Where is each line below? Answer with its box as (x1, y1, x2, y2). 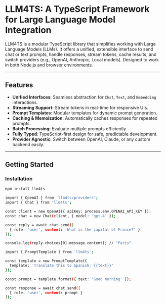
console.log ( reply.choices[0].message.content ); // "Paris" (5, 241, 132, 246)
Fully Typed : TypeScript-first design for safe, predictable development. (12, 131, 158, 137)
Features (5, 81, 33, 90)
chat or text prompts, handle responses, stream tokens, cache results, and (5, 51, 157, 57)
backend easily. (12, 141, 44, 147)
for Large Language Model (5, 14, 116, 25)
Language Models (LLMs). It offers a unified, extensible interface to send (5, 46, 154, 52)
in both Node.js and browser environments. (5, 62, 93, 68)
